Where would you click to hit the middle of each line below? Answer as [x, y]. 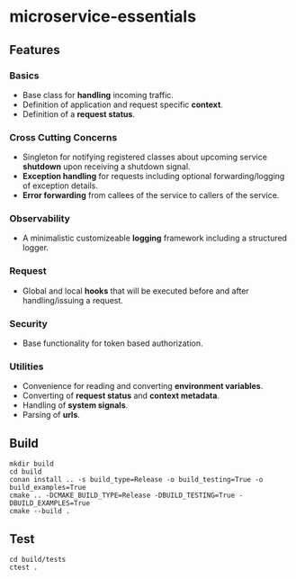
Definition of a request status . [78, 113]
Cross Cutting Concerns [63, 137]
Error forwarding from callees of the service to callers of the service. [151, 195]
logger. [36, 248]
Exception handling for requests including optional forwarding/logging [153, 176]
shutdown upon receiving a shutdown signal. [106, 167]
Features [35, 50]
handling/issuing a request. [73, 300]
